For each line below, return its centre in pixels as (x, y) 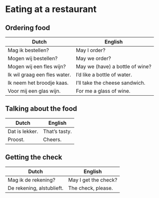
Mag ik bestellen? (28, 50)
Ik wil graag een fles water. (39, 75)
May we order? (94, 58)
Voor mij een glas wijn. (34, 91)
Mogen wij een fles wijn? (37, 66)
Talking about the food (41, 109)
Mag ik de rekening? (32, 180)
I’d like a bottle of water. (104, 75)
